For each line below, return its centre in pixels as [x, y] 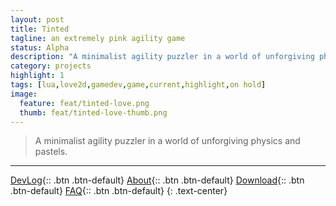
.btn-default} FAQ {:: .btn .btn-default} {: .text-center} [119, 191]
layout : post [37, 19]
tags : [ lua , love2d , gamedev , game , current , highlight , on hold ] [138, 85]
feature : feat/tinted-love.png [84, 103]
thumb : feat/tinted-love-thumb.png [93, 112]
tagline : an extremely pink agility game [98, 38]
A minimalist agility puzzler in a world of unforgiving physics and [167, 141]
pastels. [51, 152]
